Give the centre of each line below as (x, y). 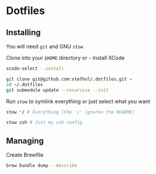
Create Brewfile (25, 155)
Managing (25, 141)
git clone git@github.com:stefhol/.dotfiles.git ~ (69, 79)
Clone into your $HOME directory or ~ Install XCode (65, 58)
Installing (23, 33)
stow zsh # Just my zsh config (44, 122)
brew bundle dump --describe (42, 166)
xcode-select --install (35, 69)
